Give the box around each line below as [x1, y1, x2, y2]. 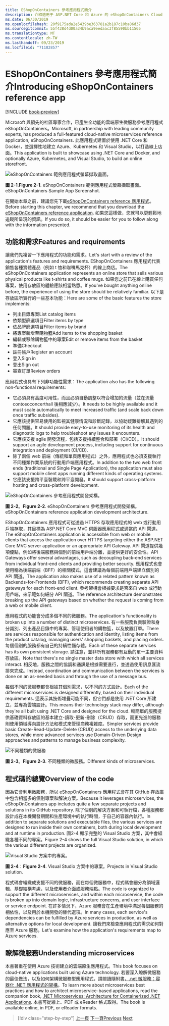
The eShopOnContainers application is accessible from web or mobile [5, 531, 151, 538]
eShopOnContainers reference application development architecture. [5, 509, 149, 515]
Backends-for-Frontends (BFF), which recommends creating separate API [5, 579, 159, 585]
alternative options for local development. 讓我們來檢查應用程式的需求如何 [5, 921, 159, 927]
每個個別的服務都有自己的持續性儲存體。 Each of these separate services [5, 642, 156, 649]
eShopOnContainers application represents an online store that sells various [5, 270, 163, 276]
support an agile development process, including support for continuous [12, 442, 163, 448]
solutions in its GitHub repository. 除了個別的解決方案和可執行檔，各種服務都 [5, 807, 164, 813]
